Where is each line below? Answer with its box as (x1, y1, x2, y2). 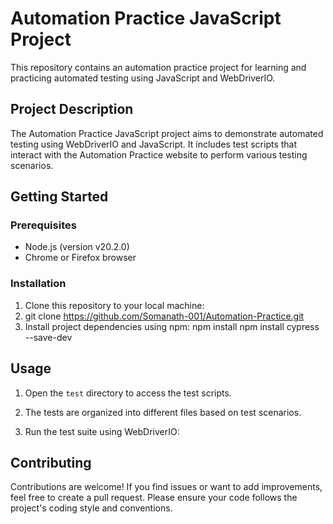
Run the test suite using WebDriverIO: (24, 425, 180, 437)
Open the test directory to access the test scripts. (24, 387, 232, 399)
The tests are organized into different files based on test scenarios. (24, 406, 302, 418)
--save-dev (24, 331, 73, 343)
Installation (10, 277, 67, 291)
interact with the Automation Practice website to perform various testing (10, 148, 308, 161)
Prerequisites (10, 218, 77, 232)
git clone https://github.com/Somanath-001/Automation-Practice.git (24, 310, 305, 322)
